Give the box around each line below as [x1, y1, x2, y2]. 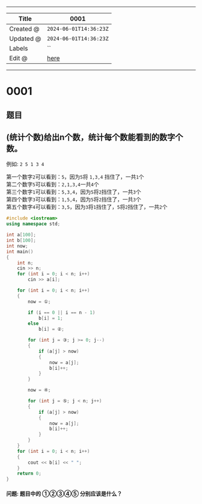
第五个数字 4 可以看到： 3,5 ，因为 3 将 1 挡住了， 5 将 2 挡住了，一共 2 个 [6, 203, 168, 211]
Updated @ [9, 34, 41, 43]
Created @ [9, 25, 40, 33]
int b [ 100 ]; [6, 238, 36, 244]
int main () [6, 248, 34, 254]
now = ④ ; [28, 387, 51, 393]
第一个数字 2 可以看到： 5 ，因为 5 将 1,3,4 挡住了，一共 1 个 [6, 173, 144, 180]
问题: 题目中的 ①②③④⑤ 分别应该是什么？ [6, 490, 122, 497]
